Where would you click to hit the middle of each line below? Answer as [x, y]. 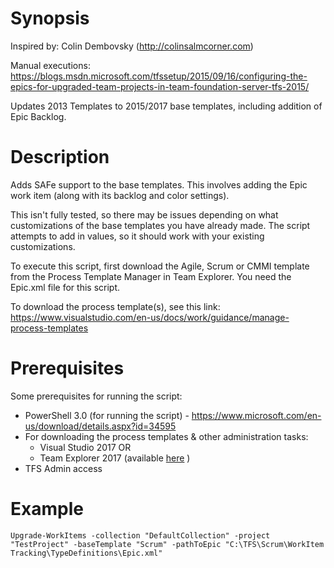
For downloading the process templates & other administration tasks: [166, 436]
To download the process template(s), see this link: [115, 306]
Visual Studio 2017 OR [85, 447]
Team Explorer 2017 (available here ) [115, 458]
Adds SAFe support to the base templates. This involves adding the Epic [159, 184]
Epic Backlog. [38, 116]
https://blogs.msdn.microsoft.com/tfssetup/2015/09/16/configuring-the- [159, 76]
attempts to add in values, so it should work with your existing [137, 236]
